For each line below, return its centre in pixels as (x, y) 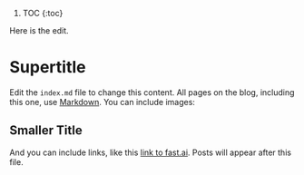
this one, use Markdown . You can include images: (102, 102)
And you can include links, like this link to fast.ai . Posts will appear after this (151, 152)
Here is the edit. (39, 30)
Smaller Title (46, 131)
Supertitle (48, 68)
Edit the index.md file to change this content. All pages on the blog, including (152, 92)
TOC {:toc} (43, 13)
